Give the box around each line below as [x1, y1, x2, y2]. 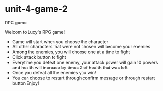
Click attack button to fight [12, 54, 66, 60]
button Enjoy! [12, 80, 39, 86]
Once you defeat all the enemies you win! [12, 69, 96, 75]
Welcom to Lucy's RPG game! [5, 29, 65, 35]
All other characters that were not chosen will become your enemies [12, 44, 151, 49]
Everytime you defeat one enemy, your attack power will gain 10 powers [12, 59, 158, 65]
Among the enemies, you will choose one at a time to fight [12, 49, 130, 55]
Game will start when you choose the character [12, 38, 108, 45]
